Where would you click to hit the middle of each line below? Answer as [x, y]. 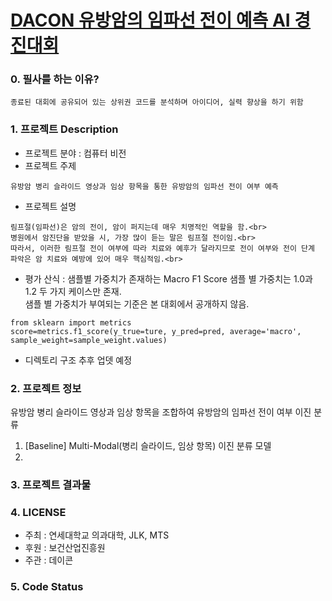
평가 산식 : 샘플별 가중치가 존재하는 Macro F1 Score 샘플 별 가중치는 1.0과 [168, 278]
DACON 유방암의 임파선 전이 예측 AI [150, 20]
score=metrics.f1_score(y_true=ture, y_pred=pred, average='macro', [156, 331]
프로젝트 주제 [50, 165]
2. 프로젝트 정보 [46, 388]
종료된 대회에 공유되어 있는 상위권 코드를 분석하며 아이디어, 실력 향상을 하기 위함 [157, 102]
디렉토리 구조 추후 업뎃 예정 [78, 360]
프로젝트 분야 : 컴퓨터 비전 [75, 153]
